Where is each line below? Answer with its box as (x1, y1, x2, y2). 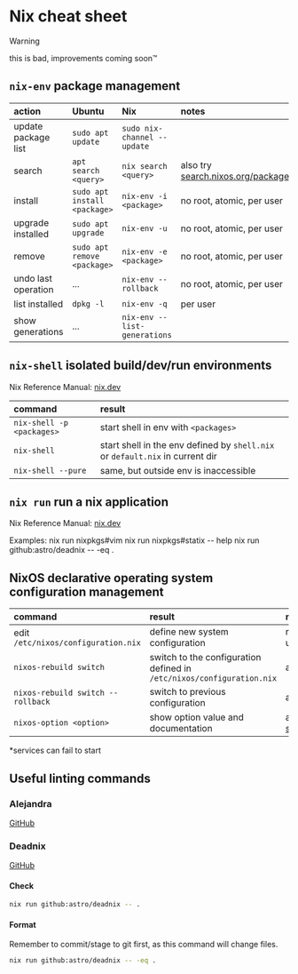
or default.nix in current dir (100, 450, 217, 462)
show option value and (149, 711, 244, 723)
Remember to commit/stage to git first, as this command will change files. (9, 939, 278, 950)
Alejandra (9, 797, 52, 810)
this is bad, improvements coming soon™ (9, 52, 158, 63)
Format (9, 919, 37, 930)
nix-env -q (122, 299, 169, 308)
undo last (13, 272, 53, 284)
